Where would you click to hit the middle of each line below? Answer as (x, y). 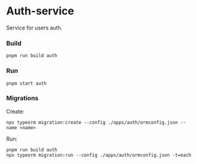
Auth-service (40, 11)
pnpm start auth (26, 83)
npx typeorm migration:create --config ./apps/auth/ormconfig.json (92, 122)
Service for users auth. (34, 28)
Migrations (22, 99)
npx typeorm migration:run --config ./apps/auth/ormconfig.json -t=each (99, 155)
